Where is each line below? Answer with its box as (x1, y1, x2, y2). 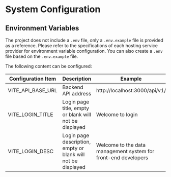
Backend (62, 84, 83, 91)
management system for (96, 148, 155, 155)
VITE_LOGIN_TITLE (8, 111, 53, 118)
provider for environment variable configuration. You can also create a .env (5, 48, 163, 54)
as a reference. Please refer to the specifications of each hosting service (5, 43, 158, 49)
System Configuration (5, 4, 101, 15)
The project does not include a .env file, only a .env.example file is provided (5, 37, 164, 43)
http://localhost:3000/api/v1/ (96, 87, 166, 94)
